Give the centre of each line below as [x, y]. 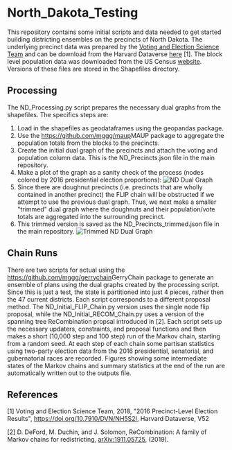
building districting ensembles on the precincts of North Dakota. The [105, 39]
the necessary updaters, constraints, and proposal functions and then [107, 329]
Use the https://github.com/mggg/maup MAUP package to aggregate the [121, 135]
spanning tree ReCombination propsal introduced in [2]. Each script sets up [115, 321]
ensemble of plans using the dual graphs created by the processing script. [113, 284]
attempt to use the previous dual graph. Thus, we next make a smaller [117, 202]
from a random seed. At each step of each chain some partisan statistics [111, 343]
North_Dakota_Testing [73, 13]
